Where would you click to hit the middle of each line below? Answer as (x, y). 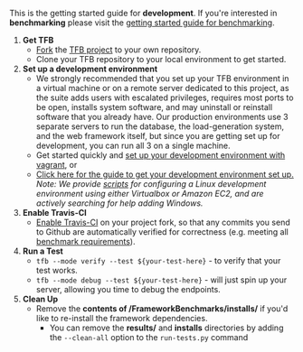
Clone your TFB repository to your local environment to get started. (161, 59)
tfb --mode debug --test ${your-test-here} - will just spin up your (161, 280)
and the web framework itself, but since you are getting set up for (158, 136)
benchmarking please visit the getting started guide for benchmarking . (142, 23)
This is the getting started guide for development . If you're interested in (143, 13)
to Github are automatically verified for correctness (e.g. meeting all (162, 232)
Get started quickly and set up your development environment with (161, 155)
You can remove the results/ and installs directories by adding (166, 328)
